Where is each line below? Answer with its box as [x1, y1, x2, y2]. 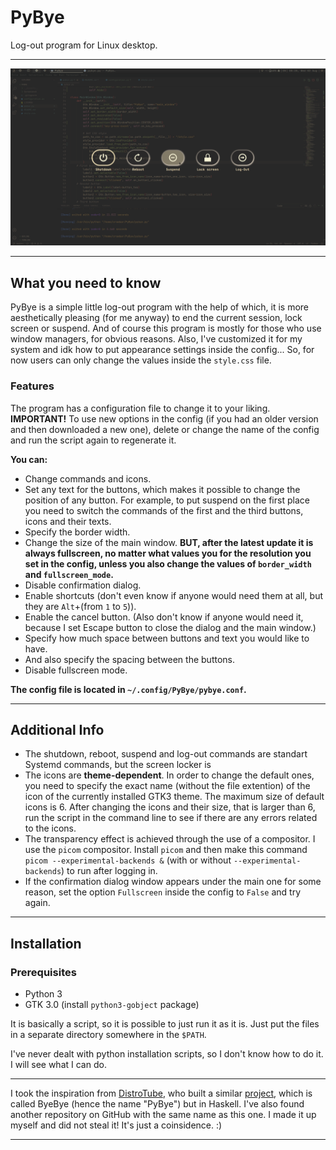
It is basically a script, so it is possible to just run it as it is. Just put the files [10, 1018, 320, 1030]
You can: [10, 453, 48, 465]
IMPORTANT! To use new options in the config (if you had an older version [10, 412, 319, 425]
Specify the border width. [24, 526, 131, 538]
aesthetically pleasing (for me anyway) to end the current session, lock [10, 312, 303, 324]
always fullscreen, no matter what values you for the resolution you [24, 547, 312, 559]
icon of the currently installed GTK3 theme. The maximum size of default [24, 791, 325, 803]
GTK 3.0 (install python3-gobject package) [24, 999, 200, 1011]
